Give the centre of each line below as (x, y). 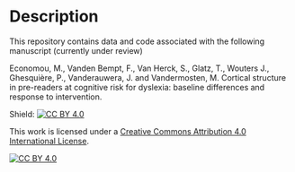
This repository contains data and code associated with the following (137, 41)
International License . (49, 141)
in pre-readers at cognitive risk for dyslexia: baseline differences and (137, 87)
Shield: (22, 114)
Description (54, 17)
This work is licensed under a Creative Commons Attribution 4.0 (128, 131)
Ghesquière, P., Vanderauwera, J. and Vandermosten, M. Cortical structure (147, 77)
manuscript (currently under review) (76, 50)
